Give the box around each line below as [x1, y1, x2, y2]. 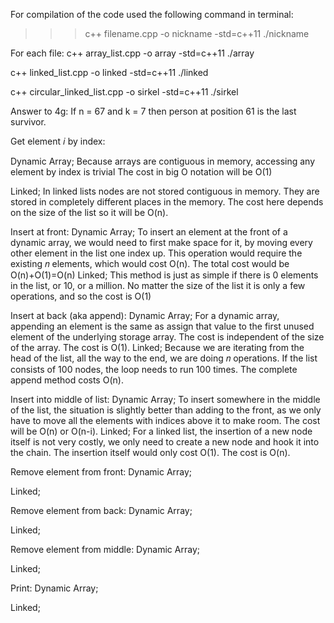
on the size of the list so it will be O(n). [10, 207, 169, 218]
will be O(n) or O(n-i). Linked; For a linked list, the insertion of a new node [10, 425, 313, 437]
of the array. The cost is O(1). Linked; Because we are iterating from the [10, 342, 305, 353]
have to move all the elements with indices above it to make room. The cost [10, 415, 321, 426]
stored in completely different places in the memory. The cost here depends [10, 196, 324, 208]
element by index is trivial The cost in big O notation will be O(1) [10, 166, 273, 178]
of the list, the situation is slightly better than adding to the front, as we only [10, 404, 322, 416]
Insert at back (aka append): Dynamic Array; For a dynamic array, [10, 310, 280, 321]
